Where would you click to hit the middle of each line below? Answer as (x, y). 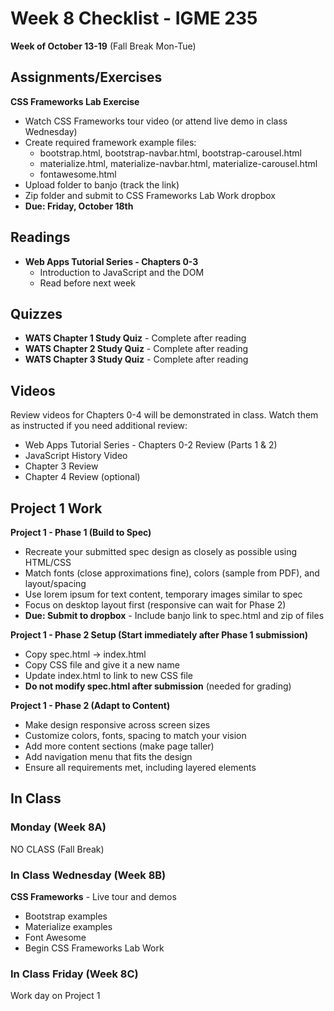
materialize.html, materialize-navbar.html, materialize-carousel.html (178, 163)
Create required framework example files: (110, 142)
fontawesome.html (78, 174)
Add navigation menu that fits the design (108, 756)
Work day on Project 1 (55, 996)
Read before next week (87, 283)
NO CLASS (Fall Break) (57, 849)
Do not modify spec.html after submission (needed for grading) (158, 686)
